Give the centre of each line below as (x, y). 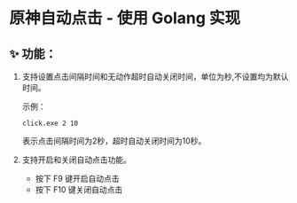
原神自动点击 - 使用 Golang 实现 (125, 18)
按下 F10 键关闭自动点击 (79, 190)
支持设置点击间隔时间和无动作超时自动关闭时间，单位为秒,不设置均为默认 (155, 77)
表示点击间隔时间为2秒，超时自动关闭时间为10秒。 (114, 141)
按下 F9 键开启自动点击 (77, 179)
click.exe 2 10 (50, 123)
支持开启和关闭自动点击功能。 (76, 160)
